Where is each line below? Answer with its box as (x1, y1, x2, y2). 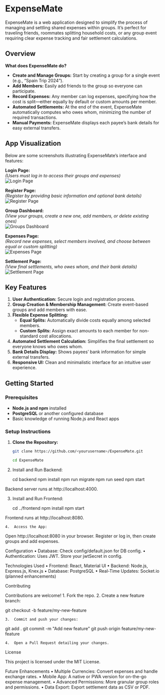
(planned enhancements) (5, 573, 56, 580)
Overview (5, 50, 36, 58)
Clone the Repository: (12, 439, 58, 445)
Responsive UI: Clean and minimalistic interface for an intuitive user (12, 360, 151, 366)
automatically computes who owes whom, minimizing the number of (12, 109, 152, 115)
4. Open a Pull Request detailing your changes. (5, 641, 110, 645)
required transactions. (12, 114, 58, 120)
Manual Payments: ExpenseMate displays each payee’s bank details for (12, 119, 160, 125)
